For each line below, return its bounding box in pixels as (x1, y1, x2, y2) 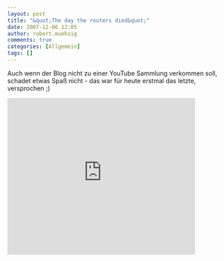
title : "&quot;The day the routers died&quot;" (7, 17, 151, 24)
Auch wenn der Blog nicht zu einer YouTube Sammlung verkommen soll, (7, 68, 218, 78)
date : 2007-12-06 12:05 (7, 23, 78, 30)
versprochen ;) (7, 84, 51, 92)
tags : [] (7, 50, 33, 57)
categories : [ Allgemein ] (7, 43, 81, 50)
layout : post (7, 10, 46, 18)
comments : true (7, 37, 52, 44)
